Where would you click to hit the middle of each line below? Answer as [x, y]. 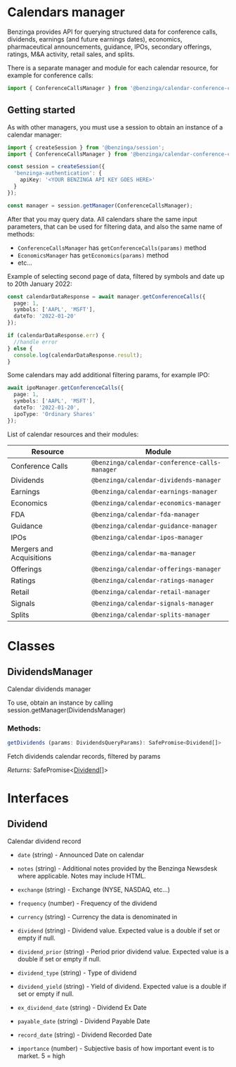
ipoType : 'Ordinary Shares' [55, 414]
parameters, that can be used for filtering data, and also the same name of [115, 227]
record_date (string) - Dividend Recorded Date [85, 1035]
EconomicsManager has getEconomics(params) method [93, 255]
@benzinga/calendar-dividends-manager [156, 480]
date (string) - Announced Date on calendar [80, 854]
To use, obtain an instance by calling [60, 702]
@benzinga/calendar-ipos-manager [147, 537]
